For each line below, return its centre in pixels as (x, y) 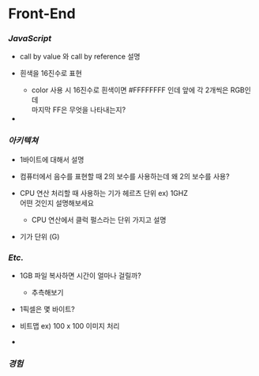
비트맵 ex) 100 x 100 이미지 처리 (69, 326)
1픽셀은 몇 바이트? (47, 310)
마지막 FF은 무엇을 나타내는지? (79, 110)
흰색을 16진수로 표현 (51, 73)
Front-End (42, 14)
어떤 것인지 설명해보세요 (57, 203)
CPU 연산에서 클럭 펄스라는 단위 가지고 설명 (99, 220)
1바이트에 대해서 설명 (52, 160)
